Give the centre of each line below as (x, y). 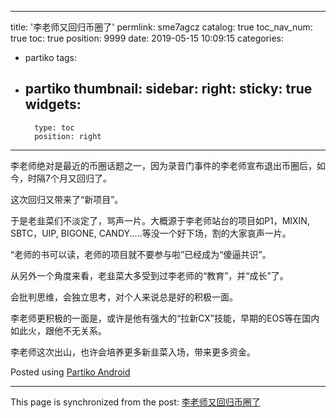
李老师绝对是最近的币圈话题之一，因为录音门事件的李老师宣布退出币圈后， (163, 165)
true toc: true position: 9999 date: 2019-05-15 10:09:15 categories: (147, 38)
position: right (68, 136)
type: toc (54, 127)
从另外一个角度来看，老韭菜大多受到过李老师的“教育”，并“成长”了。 (149, 275)
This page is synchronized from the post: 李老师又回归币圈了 (135, 402)
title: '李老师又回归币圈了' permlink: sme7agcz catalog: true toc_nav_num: (161, 27)
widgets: (53, 104)
